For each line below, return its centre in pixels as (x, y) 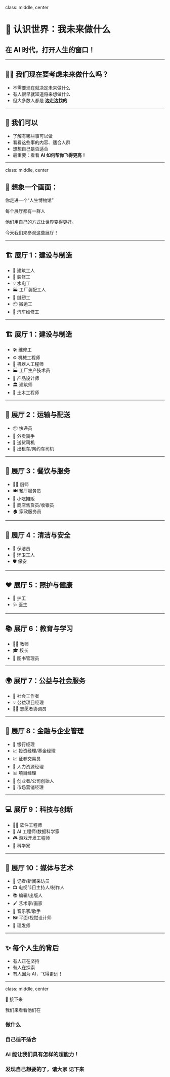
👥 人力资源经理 (28, 766)
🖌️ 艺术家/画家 (28, 903)
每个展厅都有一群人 (25, 211)
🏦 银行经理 (24, 744)
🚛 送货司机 (24, 442)
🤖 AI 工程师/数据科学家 (36, 831)
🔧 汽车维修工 (26, 312)
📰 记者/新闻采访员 (31, 881)
